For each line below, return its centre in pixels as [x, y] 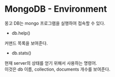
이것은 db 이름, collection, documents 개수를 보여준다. [57, 69]
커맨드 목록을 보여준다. [26, 43]
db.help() [21, 33]
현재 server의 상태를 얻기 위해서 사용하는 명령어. [51, 63]
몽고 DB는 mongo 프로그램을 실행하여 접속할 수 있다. [55, 23]
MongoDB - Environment [56, 9]
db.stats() [21, 53]
